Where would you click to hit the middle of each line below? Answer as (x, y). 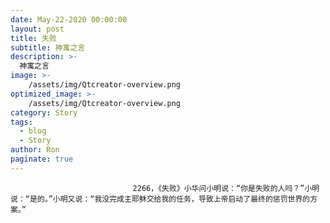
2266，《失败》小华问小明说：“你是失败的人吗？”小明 (226, 188)
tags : (21, 122)
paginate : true (42, 159)
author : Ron (35, 150)
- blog (33, 131)
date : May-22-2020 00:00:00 (69, 19)
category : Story (44, 112)
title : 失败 (33, 38)
